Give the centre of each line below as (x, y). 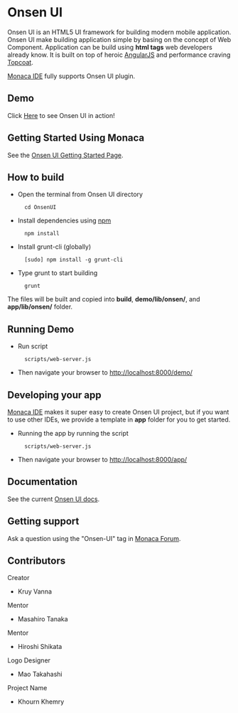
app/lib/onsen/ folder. (40, 307)
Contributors (37, 561)
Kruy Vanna (34, 591)
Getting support (43, 521)
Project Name (27, 688)
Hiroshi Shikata (40, 647)
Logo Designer (29, 660)
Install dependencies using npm (64, 220)
